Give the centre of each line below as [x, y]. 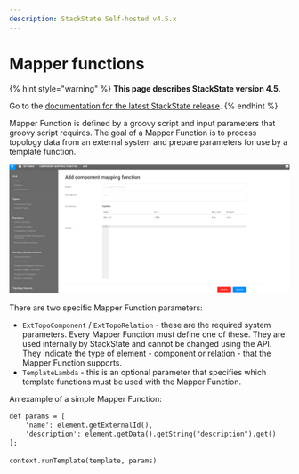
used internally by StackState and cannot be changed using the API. [147, 343]
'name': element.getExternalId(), [89, 425]
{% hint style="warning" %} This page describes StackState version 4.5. [145, 88]
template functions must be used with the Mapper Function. [132, 382]
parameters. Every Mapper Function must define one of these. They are [154, 334]
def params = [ [37, 416]
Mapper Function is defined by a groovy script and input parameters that [142, 123]
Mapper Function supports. [72, 362]
